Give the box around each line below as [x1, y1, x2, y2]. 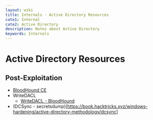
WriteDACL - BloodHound [20, 98, 75, 104]
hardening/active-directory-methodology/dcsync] [12, 109, 118, 115]
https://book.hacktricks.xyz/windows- [67, 103, 148, 109]
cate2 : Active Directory [5, 21, 59, 27]
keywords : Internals [5, 31, 50, 36]
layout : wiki [5, 7, 33, 13]
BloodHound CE [12, 87, 47, 93]
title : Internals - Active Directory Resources [5, 12, 109, 17]
